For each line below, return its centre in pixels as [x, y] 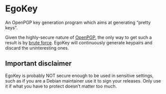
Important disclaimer [38, 63]
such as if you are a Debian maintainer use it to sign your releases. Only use [83, 81]
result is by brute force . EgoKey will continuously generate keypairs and [79, 42]
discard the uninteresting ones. [37, 48]
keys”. [11, 27]
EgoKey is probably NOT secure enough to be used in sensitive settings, [79, 76]
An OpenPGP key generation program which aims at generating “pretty [78, 22]
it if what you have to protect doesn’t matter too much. [61, 86]
